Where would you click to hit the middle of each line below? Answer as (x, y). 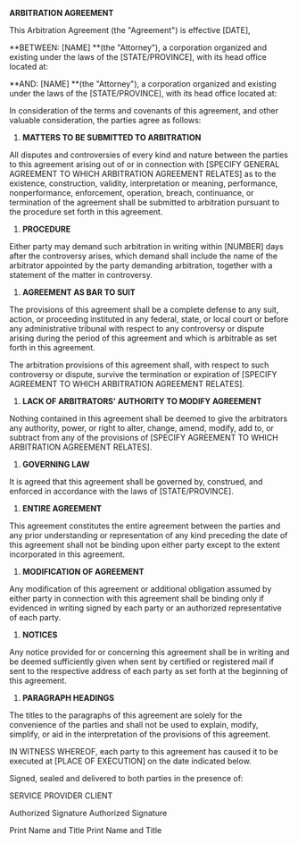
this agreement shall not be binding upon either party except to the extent (145, 545)
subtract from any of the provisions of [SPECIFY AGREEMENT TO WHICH (144, 438)
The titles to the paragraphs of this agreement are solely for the (126, 715)
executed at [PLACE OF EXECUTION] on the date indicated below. (130, 761)
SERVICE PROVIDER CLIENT (61, 796)
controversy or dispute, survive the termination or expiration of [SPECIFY (144, 374)
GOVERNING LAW (56, 464)
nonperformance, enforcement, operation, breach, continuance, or (132, 193)
